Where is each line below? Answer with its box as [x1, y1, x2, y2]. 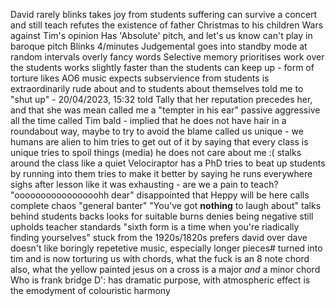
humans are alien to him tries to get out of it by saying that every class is [10, 136, 309, 148]
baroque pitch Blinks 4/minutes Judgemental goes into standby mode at [10, 40, 308, 52]
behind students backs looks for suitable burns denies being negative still [10, 210, 314, 222]
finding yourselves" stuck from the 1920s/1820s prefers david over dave [10, 232, 308, 243]
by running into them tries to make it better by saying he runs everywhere [10, 168, 313, 179]
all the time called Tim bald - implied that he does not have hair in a [10, 115, 287, 126]
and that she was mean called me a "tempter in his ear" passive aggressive [10, 104, 321, 116]
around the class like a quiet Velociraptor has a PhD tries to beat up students [10, 157, 326, 169]
